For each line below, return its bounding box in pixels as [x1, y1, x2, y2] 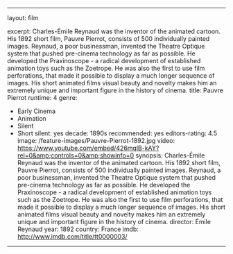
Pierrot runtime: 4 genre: [7, 94, 78, 101]
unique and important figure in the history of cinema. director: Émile [17, 218, 212, 226]
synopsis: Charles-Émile [135, 151, 205, 160]
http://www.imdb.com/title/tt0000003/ [17, 232, 128, 240]
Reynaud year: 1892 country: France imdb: [17, 225, 139, 233]
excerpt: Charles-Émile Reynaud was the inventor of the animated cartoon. [7, 27, 221, 35]
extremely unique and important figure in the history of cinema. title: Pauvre [7, 86, 224, 94]
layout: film [7, 14, 40, 22]
